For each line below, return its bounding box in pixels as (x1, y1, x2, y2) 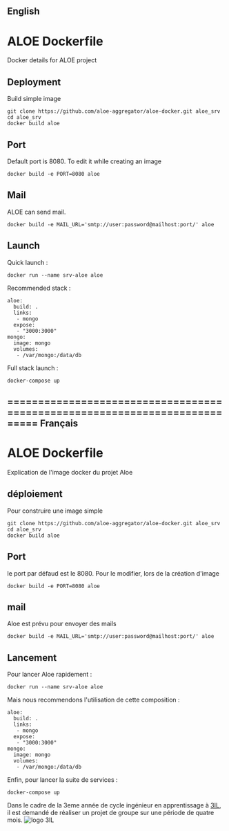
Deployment (7, 76, 61, 88)
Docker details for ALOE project (7, 56, 97, 64)
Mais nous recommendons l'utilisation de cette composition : (7, 695, 181, 704)
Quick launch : (7, 258, 48, 266)
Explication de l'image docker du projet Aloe (7, 468, 133, 476)
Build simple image (7, 95, 61, 103)
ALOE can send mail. (7, 208, 66, 216)
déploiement (7, 488, 63, 500)
